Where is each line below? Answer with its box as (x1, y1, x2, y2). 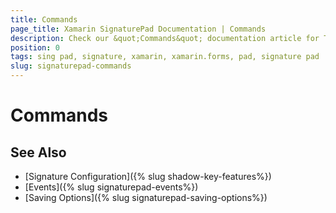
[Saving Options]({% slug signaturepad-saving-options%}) (24, 192, 268, 203)
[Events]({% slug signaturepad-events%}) (24, 181, 199, 193)
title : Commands (10, 14, 78, 25)
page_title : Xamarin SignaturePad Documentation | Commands (10, 24, 267, 34)
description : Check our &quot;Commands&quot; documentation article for (10, 33, 320, 43)
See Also (10, 144, 67, 161)
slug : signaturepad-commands (10, 61, 132, 71)
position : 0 (10, 42, 60, 53)
